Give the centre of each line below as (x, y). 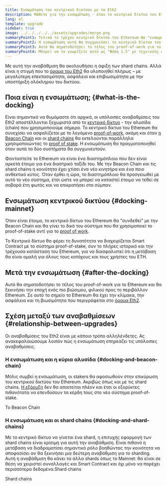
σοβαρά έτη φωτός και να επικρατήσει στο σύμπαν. (58, 185)
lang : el (14, 19)
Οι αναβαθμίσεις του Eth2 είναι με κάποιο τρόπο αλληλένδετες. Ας (75, 336)
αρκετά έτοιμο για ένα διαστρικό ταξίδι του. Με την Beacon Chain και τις (81, 164)
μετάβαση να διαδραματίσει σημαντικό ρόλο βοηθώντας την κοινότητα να (83, 448)
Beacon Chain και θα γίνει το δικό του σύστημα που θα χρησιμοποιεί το (79, 226)
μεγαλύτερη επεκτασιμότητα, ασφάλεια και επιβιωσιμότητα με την (74, 76)
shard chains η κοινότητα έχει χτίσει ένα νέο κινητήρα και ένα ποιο (75, 169)
